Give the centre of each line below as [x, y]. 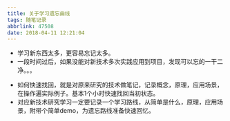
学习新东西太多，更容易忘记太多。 [66, 53]
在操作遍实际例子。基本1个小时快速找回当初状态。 [88, 93]
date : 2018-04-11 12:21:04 [46, 33]
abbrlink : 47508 [30, 26]
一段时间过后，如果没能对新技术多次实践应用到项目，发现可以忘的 [111, 62]
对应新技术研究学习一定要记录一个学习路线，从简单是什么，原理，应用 [117, 102]
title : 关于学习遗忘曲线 [39, 13]
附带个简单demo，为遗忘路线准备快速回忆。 [92, 111]
